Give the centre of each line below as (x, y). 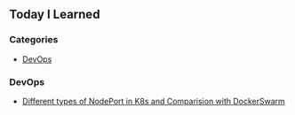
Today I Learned (55, 15)
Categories (34, 40)
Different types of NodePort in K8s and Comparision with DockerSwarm (154, 101)
